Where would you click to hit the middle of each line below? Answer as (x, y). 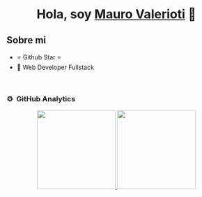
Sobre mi (26, 40)
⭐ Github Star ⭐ (39, 57)
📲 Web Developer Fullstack (55, 67)
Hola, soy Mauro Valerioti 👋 (116, 14)
